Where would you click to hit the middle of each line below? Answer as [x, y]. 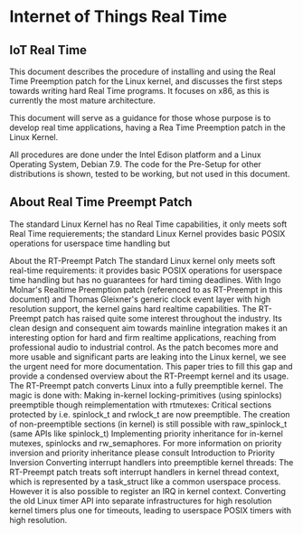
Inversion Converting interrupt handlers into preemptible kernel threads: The [151, 462]
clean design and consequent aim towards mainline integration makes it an [148, 328]
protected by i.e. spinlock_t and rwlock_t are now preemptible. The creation [150, 414]
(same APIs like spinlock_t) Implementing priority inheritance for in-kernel [146, 433]
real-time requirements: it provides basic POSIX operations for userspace [146, 270]
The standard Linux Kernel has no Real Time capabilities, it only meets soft [148, 224]
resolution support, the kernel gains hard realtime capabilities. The [133, 308]
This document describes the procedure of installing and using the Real [142, 71]
